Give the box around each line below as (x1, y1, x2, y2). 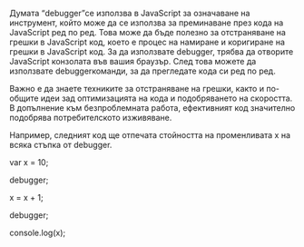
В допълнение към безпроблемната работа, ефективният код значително (9, 103, 296, 113)
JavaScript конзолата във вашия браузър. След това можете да (9, 56, 257, 66)
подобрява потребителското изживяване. (9, 113, 172, 123)
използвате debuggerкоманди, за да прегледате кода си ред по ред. (9, 65, 277, 76)
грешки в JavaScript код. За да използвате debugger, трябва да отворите (9, 46, 294, 57)
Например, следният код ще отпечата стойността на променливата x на (9, 130, 290, 140)
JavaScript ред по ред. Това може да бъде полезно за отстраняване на (9, 27, 286, 37)
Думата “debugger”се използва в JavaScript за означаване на (9, 8, 250, 18)
